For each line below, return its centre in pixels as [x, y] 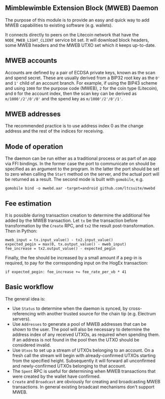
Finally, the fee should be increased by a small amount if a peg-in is [73, 258]
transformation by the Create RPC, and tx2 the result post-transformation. [80, 226]
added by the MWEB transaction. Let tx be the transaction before [71, 220]
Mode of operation [34, 146]
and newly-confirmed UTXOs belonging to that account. [69, 366]
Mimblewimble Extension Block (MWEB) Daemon [82, 8]
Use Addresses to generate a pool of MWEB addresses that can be [79, 324]
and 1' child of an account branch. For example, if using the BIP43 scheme [81, 83]
